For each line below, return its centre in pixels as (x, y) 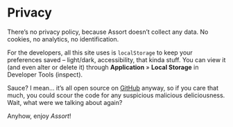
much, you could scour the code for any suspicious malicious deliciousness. (116, 95)
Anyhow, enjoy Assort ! (39, 116)
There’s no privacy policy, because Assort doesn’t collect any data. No (108, 32)
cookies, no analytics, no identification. (63, 39)
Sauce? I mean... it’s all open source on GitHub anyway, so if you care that (113, 88)
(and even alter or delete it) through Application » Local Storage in (103, 67)
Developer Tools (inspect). (45, 75)
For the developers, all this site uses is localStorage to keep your (100, 52)
